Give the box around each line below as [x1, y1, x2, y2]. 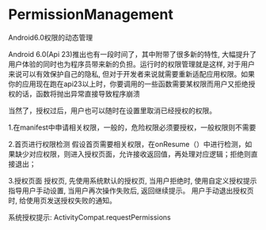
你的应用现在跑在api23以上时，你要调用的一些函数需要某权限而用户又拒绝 [8, 79, 249, 89]
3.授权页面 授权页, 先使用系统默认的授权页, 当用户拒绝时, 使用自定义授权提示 [8, 175, 257, 185]
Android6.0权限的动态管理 [8, 32, 93, 42]
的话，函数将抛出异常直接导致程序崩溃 [14, 89, 140, 98]
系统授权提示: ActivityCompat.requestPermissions [8, 212, 172, 222]
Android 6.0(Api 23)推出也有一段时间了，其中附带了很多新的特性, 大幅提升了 [8, 49, 257, 58]
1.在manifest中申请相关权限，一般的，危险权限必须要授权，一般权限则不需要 [8, 123, 256, 132]
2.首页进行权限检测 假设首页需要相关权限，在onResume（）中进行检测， [8, 139, 245, 149]
